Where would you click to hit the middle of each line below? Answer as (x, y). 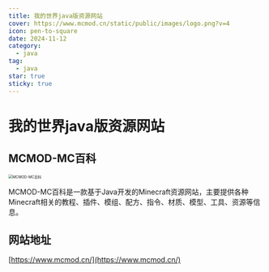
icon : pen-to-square (43, 31)
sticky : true (30, 83)
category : (25, 46)
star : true (27, 76)
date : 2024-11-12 (38, 38)
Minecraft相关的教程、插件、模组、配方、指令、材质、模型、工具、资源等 (131, 202)
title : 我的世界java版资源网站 (56, 16)
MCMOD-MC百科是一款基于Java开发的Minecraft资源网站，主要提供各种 (128, 192)
